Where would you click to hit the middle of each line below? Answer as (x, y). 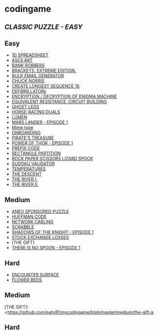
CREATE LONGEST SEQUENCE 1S (46, 86)
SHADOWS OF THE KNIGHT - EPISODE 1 (52, 232)
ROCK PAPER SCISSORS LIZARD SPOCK (52, 159)
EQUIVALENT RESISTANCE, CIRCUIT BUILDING (59, 102)
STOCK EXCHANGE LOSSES (40, 238)
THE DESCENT (27, 174)
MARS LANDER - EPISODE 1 (40, 122)
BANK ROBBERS (28, 65)
